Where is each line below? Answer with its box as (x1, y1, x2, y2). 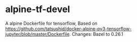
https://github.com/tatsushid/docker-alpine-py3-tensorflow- (5, 25, 132, 31)
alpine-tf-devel (5, 4, 70, 15)
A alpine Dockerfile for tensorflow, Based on (5, 20, 98, 26)
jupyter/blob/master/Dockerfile (5, 31, 70, 37)
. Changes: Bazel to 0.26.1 (69, 31, 123, 37)
